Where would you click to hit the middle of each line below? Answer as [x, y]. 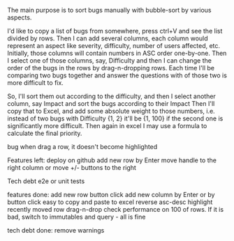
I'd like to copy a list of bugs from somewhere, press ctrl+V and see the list [115, 31]
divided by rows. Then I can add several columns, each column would [108, 38]
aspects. [20, 17]
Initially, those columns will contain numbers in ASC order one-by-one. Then [117, 53]
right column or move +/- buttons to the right [72, 168]
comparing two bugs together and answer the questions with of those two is [117, 75]
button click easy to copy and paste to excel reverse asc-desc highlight [110, 202]
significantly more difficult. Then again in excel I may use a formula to [107, 126]
